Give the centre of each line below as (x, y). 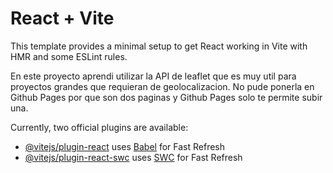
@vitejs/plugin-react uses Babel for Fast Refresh (125, 146)
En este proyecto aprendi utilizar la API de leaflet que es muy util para (153, 76)
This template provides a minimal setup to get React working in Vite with (159, 46)
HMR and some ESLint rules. (69, 56)
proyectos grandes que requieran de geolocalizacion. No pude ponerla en (162, 86)
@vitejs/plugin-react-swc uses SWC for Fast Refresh (133, 157)
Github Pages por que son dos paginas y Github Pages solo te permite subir (166, 97)
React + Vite (62, 18)
